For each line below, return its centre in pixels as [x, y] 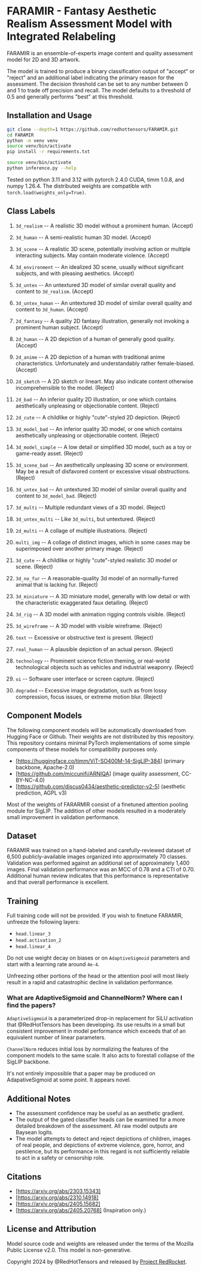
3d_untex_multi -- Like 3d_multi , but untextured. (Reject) [85, 519]
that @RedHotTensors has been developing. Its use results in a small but [96, 1025]
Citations [24, 1176]
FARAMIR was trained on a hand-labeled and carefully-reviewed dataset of [99, 850]
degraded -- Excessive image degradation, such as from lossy [91, 690]
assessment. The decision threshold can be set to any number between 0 [98, 84]
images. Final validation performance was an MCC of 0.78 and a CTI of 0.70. [101, 870]
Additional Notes [39, 1098]
